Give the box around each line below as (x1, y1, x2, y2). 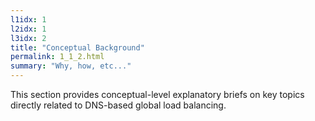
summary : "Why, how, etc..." (10, 61, 132, 71)
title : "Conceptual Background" (10, 42, 145, 53)
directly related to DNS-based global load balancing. (10, 99, 227, 111)
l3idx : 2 (10, 33, 47, 43)
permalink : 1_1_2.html (10, 52, 105, 62)
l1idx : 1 (10, 14, 47, 25)
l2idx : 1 (10, 24, 47, 34)
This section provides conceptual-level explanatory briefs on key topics (10, 89, 305, 100)
